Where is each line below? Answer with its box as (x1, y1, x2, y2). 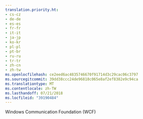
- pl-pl (5, 44, 21, 49)
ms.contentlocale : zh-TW (5, 86, 56, 91)
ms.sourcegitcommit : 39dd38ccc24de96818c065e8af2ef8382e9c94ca (5, 77, 139, 82)
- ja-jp (5, 35, 21, 40)
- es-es (5, 21, 21, 26)
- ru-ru (5, 53, 21, 59)
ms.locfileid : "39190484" (5, 95, 58, 100)
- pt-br (5, 49, 21, 54)
